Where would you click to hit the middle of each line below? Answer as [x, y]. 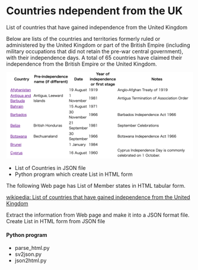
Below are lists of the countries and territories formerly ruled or [83, 38]
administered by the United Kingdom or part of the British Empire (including [98, 45]
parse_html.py [32, 248]
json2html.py [31, 261]
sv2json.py [28, 254]
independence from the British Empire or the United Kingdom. [82, 64]
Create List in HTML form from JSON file [56, 221]
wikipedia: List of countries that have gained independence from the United [98, 197]
